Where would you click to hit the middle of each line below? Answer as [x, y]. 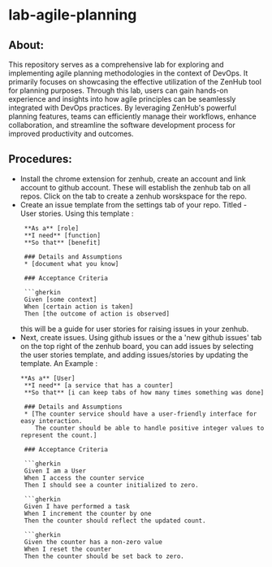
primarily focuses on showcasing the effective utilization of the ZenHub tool [135, 82]
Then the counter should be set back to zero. [104, 556]
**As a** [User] [47, 378]
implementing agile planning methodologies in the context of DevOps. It [128, 73]
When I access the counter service [84, 478]
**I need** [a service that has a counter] [99, 385]
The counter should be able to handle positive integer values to [150, 428]
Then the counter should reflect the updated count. [115, 521]
